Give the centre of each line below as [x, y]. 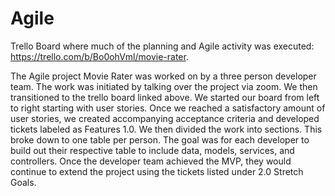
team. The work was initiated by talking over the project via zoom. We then [164, 86]
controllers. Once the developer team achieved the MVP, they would [151, 161]
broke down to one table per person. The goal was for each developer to [160, 139]
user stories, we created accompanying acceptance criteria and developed [165, 118]
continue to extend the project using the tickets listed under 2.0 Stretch [157, 171]
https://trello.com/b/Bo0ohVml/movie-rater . [99, 56]
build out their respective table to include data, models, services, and [152, 150]
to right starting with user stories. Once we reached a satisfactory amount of [168, 108]
